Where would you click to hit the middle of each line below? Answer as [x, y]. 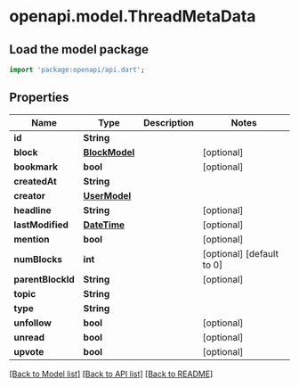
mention [32, 239]
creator [30, 195]
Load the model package [79, 49]
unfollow [32, 323]
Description [169, 122]
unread [29, 337]
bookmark [36, 167]
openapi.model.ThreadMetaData [133, 16]
